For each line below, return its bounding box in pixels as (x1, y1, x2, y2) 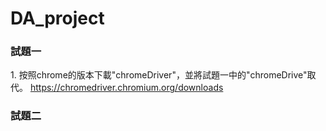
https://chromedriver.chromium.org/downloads (29, 82, 224, 94)
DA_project (10, 7, 105, 30)
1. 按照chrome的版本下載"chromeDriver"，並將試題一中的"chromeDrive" (10, 69, 308, 81)
